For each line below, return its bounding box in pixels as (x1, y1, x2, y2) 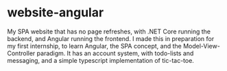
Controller (7, 49, 36, 57)
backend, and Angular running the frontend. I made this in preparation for (7, 34, 215, 42)
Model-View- (182, 42, 221, 50)
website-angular (7, 5, 104, 20)
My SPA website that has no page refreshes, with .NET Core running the (7, 27, 211, 35)
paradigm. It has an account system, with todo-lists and (36, 49, 194, 57)
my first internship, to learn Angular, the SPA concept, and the (7, 42, 182, 50)
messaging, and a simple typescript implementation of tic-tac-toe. (7, 56, 194, 64)
